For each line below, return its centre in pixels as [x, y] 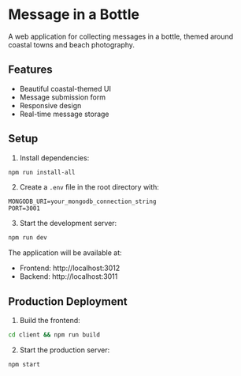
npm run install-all [42, 172]
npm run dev [28, 238]
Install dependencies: [54, 158]
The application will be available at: [65, 253]
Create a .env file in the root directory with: [89, 187]
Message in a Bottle [74, 15]
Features [30, 70]
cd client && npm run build [54, 335]
